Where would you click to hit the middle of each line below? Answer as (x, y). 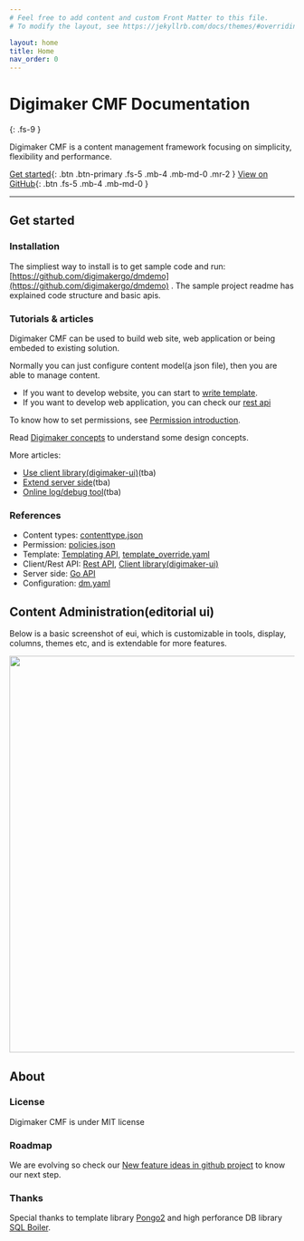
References (35, 515)
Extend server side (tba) (66, 482)
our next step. (35, 1175)
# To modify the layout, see (64, 26)
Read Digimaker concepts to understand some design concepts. (129, 438)
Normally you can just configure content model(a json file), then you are (143, 366)
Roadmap (31, 1145)
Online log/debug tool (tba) (72, 492)
